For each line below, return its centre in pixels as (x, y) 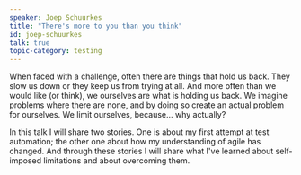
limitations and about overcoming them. (117, 161)
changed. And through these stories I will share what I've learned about (142, 151)
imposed (26, 161)
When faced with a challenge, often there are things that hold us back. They (150, 76)
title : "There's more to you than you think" (96, 26)
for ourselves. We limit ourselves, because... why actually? (118, 115)
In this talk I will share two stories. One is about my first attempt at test (139, 132)
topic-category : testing (56, 51)
